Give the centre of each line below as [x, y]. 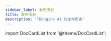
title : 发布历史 [21, 14]
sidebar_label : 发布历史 [30, 10]
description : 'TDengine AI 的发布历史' [45, 19]
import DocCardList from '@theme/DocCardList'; [56, 33]
